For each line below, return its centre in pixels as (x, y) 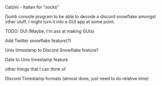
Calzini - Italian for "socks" (32, 7)
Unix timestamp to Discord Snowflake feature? (52, 50)
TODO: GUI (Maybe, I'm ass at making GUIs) (50, 31)
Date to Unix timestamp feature (37, 60)
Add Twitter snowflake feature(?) (38, 41)
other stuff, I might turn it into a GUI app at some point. (60, 22)
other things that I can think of (35, 69)
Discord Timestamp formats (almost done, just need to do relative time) (77, 78)
